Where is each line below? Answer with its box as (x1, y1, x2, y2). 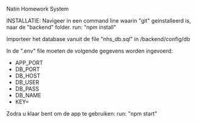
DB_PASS (15, 85, 40, 92)
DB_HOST (15, 72, 41, 79)
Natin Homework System (6, 6, 69, 12)
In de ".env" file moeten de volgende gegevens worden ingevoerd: (6, 47, 173, 54)
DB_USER (15, 79, 40, 86)
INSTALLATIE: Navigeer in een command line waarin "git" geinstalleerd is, (6, 17, 191, 24)
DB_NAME (15, 92, 41, 99)
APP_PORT (15, 59, 43, 66)
